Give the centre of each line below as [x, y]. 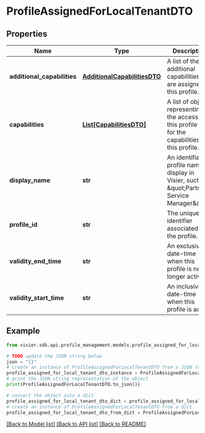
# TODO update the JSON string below [54, 356]
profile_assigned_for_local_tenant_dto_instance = [72, 373]
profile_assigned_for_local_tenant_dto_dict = [67, 401]
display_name [30, 180]
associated [182, 228]
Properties [27, 34]
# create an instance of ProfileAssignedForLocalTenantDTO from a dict [99, 407]
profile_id [23, 224]
